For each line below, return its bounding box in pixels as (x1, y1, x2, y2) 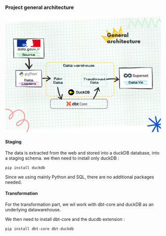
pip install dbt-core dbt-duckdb (5, 226, 74, 231)
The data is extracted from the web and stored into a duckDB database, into (5, 150, 160, 156)
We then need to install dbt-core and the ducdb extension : (5, 216, 125, 222)
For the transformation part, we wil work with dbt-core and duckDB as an (5, 201, 154, 207)
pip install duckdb (5, 165, 45, 170)
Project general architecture (5, 4, 74, 11)
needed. (5, 179, 22, 185)
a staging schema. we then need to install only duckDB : (5, 155, 120, 161)
